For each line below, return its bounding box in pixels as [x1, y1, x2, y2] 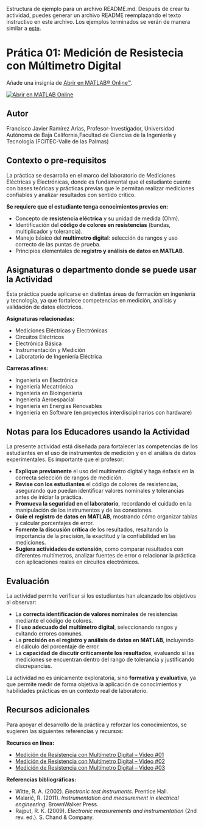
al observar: [6, 599, 37, 606]
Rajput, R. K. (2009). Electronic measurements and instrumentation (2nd [15, 807, 197, 814]
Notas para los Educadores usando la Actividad [6, 426, 190, 437]
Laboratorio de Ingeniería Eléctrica [15, 353, 102, 360]
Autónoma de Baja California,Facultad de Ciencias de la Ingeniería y [6, 131, 177, 138]
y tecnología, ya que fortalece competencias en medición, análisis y [6, 297, 177, 304]
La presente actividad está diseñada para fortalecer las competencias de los [6, 443, 198, 450]
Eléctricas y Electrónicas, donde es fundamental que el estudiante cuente [6, 178, 191, 185]
